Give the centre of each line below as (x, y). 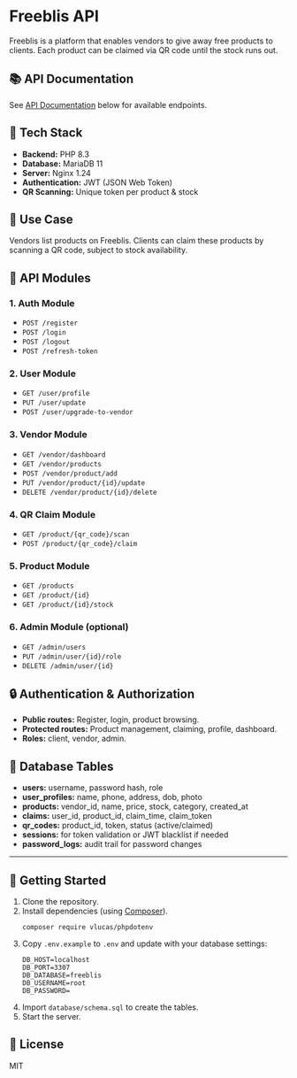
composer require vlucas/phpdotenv (88, 927)
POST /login (44, 333)
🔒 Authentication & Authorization (102, 693)
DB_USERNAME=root (54, 983)
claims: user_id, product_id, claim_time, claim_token (117, 816)
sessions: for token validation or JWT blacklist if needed (125, 835)
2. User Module (43, 373)
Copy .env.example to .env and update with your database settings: (145, 943)
